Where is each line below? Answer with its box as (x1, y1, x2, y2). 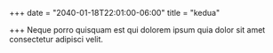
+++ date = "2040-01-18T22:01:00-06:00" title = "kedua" (9, 8, 221, 18)
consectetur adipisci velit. (9, 34, 104, 44)
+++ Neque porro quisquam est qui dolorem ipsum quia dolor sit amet (9, 25, 266, 34)
